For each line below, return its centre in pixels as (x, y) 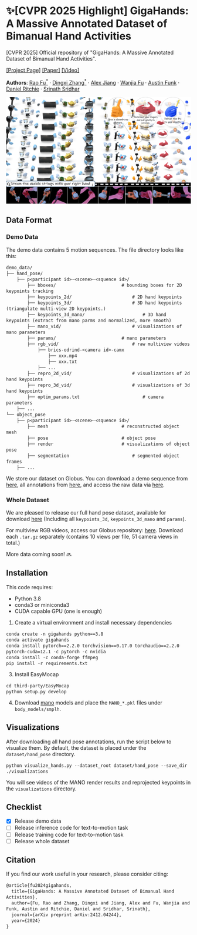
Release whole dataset (42, 841)
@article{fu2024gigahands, (39, 886)
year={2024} (26, 921)
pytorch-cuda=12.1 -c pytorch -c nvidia (56, 652)
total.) (13, 543)
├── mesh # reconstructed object (103, 426)
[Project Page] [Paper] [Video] (43, 70)
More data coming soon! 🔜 (39, 554)
